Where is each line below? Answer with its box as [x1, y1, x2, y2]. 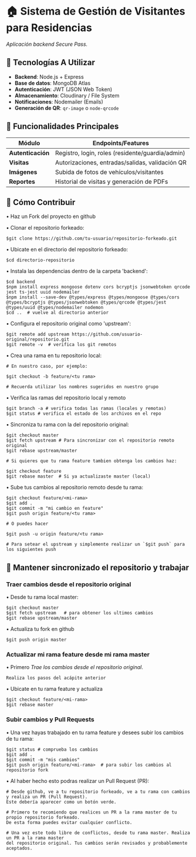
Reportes [9, 177, 35, 186]
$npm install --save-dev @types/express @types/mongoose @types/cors [6, 294, 180, 300]
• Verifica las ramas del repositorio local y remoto [6, 394, 126, 401]
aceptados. [6, 845, 33, 851]
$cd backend [6, 279, 35, 285]
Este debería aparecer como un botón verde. [6, 799, 117, 805]
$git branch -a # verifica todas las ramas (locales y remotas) [6, 406, 167, 412]
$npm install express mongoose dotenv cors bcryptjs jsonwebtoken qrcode [6, 284, 191, 290]
